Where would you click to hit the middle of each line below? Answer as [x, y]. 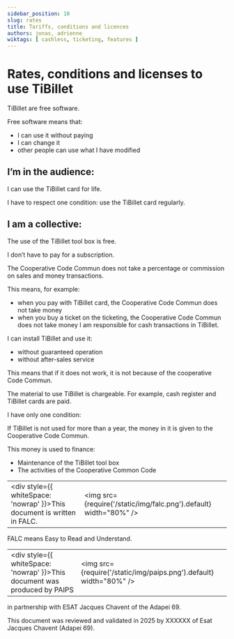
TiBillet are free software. [44, 108]
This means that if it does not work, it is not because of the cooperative [110, 373]
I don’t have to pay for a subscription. [61, 255]
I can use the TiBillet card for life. [55, 188]
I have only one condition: [44, 414]
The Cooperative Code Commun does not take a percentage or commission [116, 268]
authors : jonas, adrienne [45, 33]
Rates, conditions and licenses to [105, 74]
